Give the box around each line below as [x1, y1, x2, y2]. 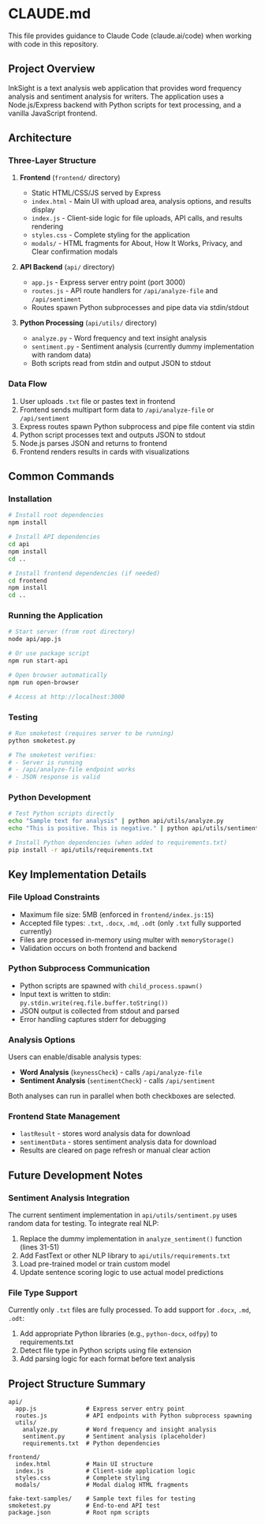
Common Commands [8, 470, 114, 483]
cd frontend [8, 576, 47, 585]
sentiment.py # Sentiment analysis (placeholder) [22, 1432, 207, 1441]
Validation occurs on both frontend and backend [19, 943, 177, 952]
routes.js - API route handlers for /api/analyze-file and [31, 286, 218, 296]
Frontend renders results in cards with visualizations [19, 447, 190, 456]
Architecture [8, 131, 73, 145]
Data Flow [8, 379, 47, 390]
